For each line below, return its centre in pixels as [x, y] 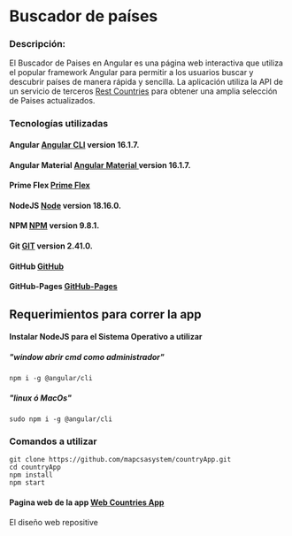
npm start [27, 483]
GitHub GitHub [37, 266]
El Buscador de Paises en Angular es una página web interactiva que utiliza [146, 63]
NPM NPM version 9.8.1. [54, 226]
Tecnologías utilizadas [59, 124]
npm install [31, 475]
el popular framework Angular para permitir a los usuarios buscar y [131, 73]
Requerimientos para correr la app [105, 314]
